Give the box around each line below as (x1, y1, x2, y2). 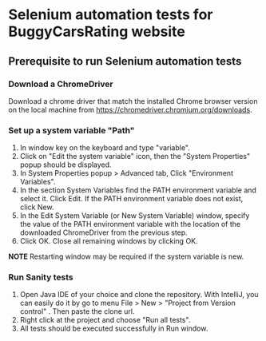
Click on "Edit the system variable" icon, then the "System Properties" (19, 152, 250, 161)
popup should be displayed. (19, 160, 112, 169)
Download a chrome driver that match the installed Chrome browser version (8, 96, 258, 105)
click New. (19, 202, 54, 212)
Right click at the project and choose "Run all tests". (19, 315, 191, 325)
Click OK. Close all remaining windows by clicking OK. (19, 236, 198, 246)
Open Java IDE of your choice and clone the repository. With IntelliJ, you (19, 290, 259, 299)
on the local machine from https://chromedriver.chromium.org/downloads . (8, 105, 253, 114)
